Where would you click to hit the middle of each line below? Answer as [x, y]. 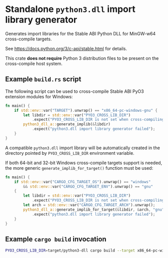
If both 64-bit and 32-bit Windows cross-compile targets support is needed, [84, 163]
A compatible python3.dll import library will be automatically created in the [82, 148]
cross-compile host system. [34, 63]
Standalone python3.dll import [70, 9]
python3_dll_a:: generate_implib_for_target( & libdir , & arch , [87, 210]
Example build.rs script [43, 79]
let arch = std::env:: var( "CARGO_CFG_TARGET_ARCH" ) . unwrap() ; [89, 205]
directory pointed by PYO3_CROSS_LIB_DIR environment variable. [70, 153]
